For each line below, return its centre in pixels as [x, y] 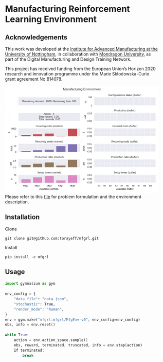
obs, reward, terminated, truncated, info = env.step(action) [78, 345]
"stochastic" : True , [35, 304]
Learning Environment [51, 19]
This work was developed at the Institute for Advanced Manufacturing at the [81, 49]
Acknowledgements [36, 37]
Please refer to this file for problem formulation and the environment [73, 197]
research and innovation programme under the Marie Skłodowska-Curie [77, 74]
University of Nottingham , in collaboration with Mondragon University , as [78, 54]
